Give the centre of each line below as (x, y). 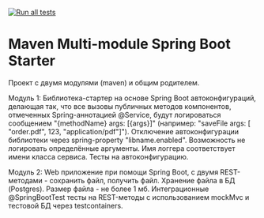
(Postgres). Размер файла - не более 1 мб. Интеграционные (109, 189)
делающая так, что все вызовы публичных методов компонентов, (120, 106)
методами (26, 180)
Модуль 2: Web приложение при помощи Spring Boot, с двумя (113, 172)
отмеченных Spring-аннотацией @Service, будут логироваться (115, 115)
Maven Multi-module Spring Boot (120, 44)
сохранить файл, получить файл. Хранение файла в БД (142, 180)
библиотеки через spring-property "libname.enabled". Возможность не (127, 140)
